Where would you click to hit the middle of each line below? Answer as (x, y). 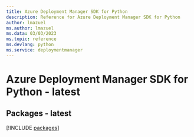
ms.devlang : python (30, 45)
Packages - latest (39, 114)
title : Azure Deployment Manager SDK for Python (67, 12)
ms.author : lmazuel (30, 28)
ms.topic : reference (32, 39)
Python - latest (43, 92)
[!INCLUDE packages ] (33, 128)
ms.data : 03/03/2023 (32, 34)
